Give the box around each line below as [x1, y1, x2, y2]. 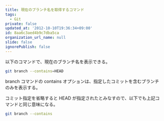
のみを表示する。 [5, 84, 40, 90]
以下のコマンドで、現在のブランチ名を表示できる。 [5, 58, 110, 65]
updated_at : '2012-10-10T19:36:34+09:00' [5, 26, 93, 31]
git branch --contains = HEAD [5, 68, 64, 74]
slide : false [5, 40, 32, 45]
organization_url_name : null [5, 35, 66, 40]
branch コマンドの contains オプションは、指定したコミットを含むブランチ [5, 78, 159, 84]
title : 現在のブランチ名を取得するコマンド [5, 7, 84, 12]
